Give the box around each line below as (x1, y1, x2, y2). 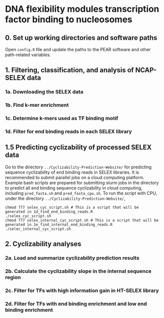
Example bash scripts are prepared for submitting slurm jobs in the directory (5, 180, 159, 186)
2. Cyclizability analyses (5, 240, 82, 248)
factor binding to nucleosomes (5, 14, 133, 25)
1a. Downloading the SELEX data (5, 89, 84, 95)
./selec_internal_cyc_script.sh (5, 226, 71, 231)
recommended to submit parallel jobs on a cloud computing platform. (5, 174, 144, 180)
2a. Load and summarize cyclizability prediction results (5, 254, 140, 261)
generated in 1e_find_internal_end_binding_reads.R (5, 222, 113, 227)
